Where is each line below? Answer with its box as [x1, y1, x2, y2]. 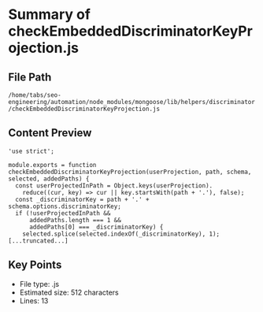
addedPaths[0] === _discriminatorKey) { [28, 223, 164, 231]
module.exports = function [8, 161, 97, 169]
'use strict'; [8, 147, 55, 155]
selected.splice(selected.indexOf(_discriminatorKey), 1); [22, 230, 220, 238]
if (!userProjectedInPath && [15, 209, 111, 217]
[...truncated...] [8, 236, 69, 245]
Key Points [8, 258, 62, 272]
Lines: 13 [19, 295, 49, 305]
